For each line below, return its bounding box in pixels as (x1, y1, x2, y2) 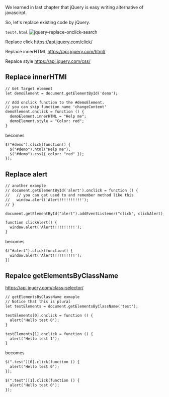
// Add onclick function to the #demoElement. (5, 100, 105, 105)
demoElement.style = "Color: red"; (10, 119, 84, 124)
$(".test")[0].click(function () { (5, 359, 80, 365)
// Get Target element (5, 86, 53, 91)
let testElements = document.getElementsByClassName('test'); (5, 304, 138, 309)
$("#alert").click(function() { (5, 248, 73, 253)
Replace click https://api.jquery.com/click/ (5, 39, 93, 45)
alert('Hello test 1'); (10, 336, 59, 341)
